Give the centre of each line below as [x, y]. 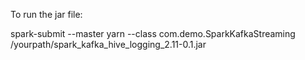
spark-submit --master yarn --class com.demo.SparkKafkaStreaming [153, 33]
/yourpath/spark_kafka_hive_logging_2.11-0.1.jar [108, 44]
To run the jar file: [46, 14]
